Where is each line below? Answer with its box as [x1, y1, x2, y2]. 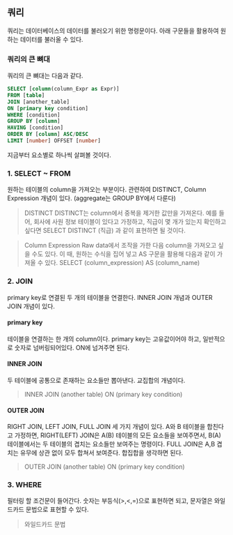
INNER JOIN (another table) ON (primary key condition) [24, 390, 183, 398]
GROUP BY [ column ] [7, 118, 61, 125]
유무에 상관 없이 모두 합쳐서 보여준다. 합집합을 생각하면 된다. [19, 449, 184, 457]
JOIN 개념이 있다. [7, 302, 56, 310]
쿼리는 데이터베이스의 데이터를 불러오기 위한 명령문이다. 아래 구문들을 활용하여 [7, 27, 219, 35]
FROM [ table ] [7, 91, 45, 99]
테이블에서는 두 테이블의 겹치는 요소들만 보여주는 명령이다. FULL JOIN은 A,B [7, 440, 216, 449]
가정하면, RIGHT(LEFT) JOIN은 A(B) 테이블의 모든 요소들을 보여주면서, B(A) [14, 431, 221, 439]
